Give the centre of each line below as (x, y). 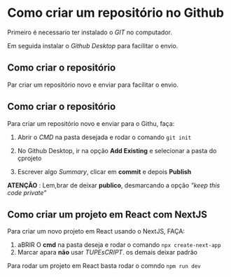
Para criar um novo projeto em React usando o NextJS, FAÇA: (96, 232)
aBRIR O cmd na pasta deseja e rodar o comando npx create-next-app (119, 245)
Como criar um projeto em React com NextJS (107, 214)
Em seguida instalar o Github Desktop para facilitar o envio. (93, 45)
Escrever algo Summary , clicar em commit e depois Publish (104, 171)
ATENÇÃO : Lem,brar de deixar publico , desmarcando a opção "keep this (114, 185)
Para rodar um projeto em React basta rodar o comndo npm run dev (104, 266)
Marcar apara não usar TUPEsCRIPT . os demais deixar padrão (107, 253)
